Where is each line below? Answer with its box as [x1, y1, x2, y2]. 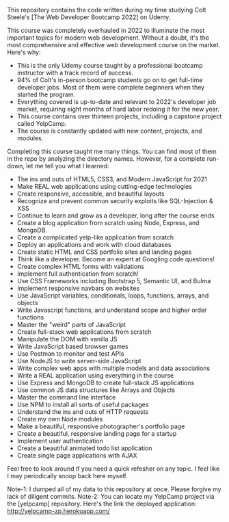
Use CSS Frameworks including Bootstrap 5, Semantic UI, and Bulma [16, 277, 211, 285]
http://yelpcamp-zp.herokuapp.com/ [7, 507, 111, 515]
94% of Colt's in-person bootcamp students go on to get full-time [16, 76, 203, 84]
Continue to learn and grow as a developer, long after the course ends [16, 211, 215, 220]
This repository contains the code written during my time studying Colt [7, 6, 206, 14]
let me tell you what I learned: [26, 162, 109, 170]
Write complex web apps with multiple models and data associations [16, 364, 211, 372]
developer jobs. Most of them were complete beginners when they [16, 83, 205, 91]
